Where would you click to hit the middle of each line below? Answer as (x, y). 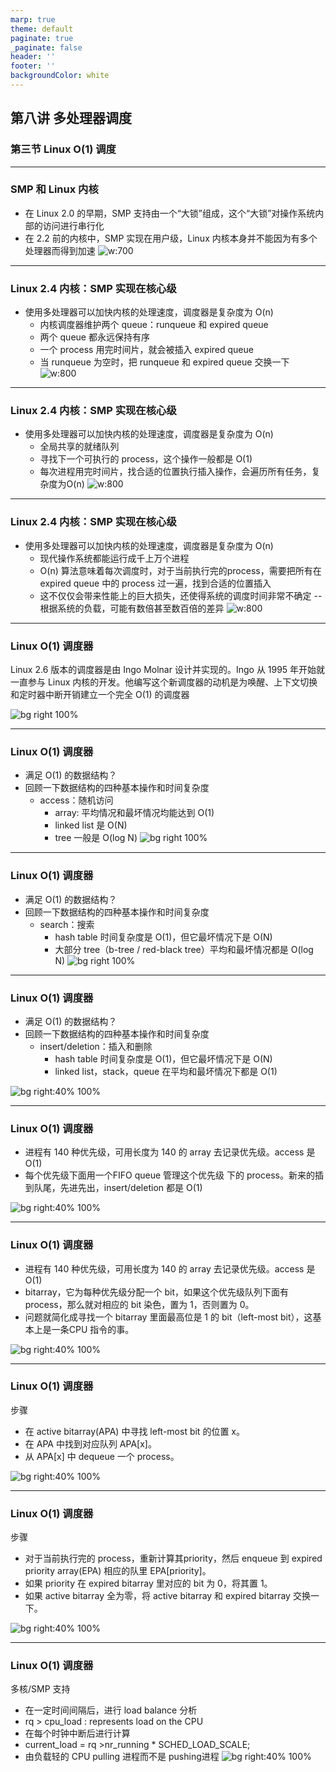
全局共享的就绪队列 (79, 447)
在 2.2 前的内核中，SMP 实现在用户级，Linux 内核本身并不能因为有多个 (171, 238)
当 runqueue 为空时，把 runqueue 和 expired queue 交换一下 (164, 362)
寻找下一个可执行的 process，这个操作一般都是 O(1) (146, 459)
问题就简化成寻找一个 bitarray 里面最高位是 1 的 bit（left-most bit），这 (168, 1317)
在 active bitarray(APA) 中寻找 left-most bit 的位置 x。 (134, 1431)
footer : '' (33, 66)
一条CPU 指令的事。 (93, 1329)
